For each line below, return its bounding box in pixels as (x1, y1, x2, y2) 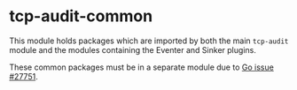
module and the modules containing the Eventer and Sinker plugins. (9, 44, 257, 55)
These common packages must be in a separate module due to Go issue (9, 62, 275, 72)
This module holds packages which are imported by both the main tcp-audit (9, 35, 289, 46)
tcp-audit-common (9, 6, 153, 26)
